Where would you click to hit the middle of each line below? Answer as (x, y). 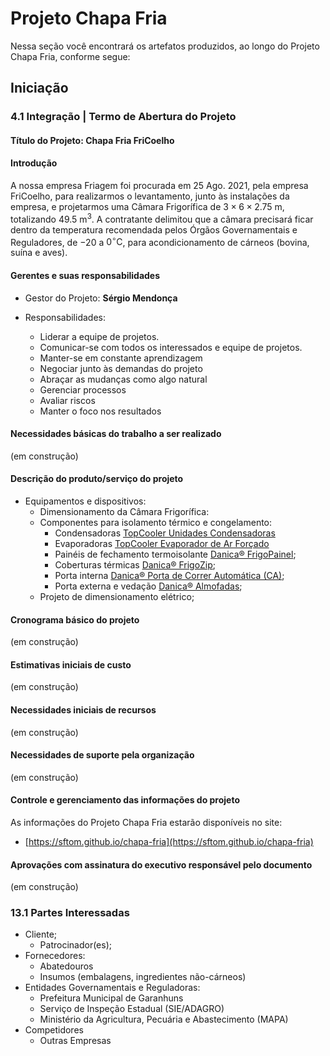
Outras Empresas (75, 1041)
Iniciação (39, 88)
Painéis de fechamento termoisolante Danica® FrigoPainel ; (175, 554)
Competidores (54, 1030)
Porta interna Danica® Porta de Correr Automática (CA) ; (169, 575)
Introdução (34, 163)
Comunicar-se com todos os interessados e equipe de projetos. (171, 347)
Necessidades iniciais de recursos (83, 709)
